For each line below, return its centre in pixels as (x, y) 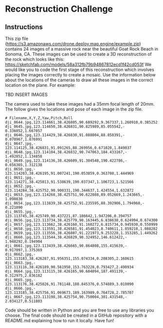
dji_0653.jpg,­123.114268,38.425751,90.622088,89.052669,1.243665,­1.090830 (75, 197)
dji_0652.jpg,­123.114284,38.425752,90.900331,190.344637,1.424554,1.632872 (69, 188)
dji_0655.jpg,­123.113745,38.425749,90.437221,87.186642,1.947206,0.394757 (68, 214)
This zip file (17, 38)
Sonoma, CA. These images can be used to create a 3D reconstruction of (79, 54)
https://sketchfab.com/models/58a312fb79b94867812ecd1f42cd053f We (78, 64)
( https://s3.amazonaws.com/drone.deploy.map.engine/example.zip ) (73, 44)
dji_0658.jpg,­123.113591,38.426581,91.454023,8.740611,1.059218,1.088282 (81, 229)
